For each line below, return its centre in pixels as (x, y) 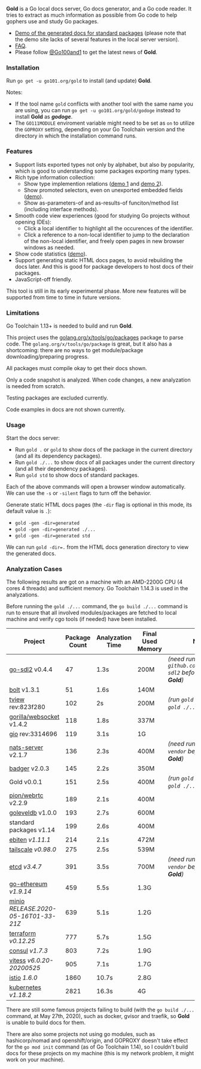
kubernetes (25, 987)
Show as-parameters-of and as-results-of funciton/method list (101, 203)
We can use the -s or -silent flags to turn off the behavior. (79, 493)
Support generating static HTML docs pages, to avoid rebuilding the (99, 260)
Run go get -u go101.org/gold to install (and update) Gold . (79, 81)
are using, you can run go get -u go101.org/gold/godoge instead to (98, 110)
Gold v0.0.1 (26, 782)
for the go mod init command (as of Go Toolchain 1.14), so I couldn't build (97, 1047)
